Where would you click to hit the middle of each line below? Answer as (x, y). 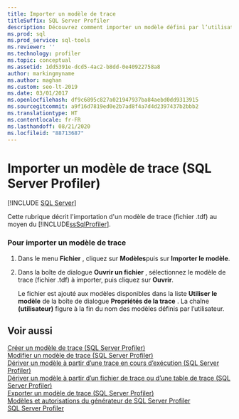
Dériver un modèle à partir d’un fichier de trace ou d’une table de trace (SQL (119, 378)
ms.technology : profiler (44, 54)
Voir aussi (30, 331)
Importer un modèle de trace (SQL (110, 168)
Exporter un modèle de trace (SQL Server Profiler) (81, 393)
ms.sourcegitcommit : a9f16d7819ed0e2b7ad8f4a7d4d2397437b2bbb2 (103, 107)
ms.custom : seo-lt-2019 (43, 87)
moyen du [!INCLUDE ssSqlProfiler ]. (59, 224)
